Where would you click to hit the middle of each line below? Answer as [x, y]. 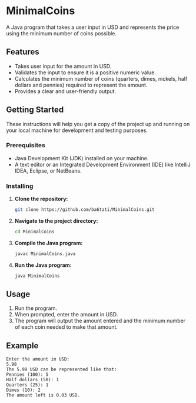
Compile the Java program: [49, 243]
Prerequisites [26, 146]
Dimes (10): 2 [24, 390]
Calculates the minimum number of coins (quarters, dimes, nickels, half [101, 78]
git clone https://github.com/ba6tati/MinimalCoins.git [84, 210]
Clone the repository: [41, 199]
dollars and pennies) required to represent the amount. [81, 85]
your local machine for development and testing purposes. [77, 130]
